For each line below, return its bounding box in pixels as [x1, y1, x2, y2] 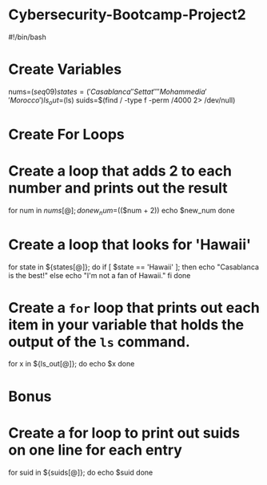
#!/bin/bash [8, 32, 46, 42]
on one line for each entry [8, 441, 182, 459]
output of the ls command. [8, 333, 190, 350]
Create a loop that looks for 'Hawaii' [8, 235, 252, 253]
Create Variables [8, 60, 122, 79]
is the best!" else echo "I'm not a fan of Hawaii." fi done [8, 270, 191, 280]
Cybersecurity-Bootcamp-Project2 [8, 6, 246, 24]
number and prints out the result [8, 179, 228, 197]
